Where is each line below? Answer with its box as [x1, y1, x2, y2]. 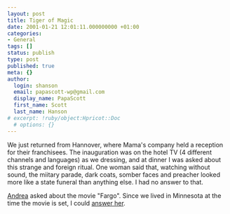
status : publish [7, 50, 55, 57]
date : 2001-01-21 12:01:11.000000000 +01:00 [7, 23, 140, 30]
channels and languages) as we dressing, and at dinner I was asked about [7, 155, 222, 163]
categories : [7, 29, 42, 37]
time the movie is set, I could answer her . [7, 199, 126, 207]
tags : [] [7, 43, 33, 50]
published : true [7, 62, 55, 69]
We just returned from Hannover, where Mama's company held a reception [7, 140, 224, 149]
